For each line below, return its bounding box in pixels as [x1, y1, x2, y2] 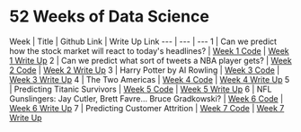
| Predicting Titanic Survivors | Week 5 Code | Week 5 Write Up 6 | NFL [9, 84, 272, 94]
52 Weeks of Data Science [9, 6, 209, 27]
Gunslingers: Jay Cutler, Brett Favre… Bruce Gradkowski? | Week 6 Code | [9, 92, 284, 104]
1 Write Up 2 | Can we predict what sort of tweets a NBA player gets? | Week [9, 55, 292, 66]
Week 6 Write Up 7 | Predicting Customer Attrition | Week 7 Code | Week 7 [9, 102, 285, 113]
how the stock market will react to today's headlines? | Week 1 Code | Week [9, 45, 289, 56]
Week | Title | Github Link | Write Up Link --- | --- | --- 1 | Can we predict [9, 36, 277, 47]
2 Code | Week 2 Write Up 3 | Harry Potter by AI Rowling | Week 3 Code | [9, 65, 280, 75]
